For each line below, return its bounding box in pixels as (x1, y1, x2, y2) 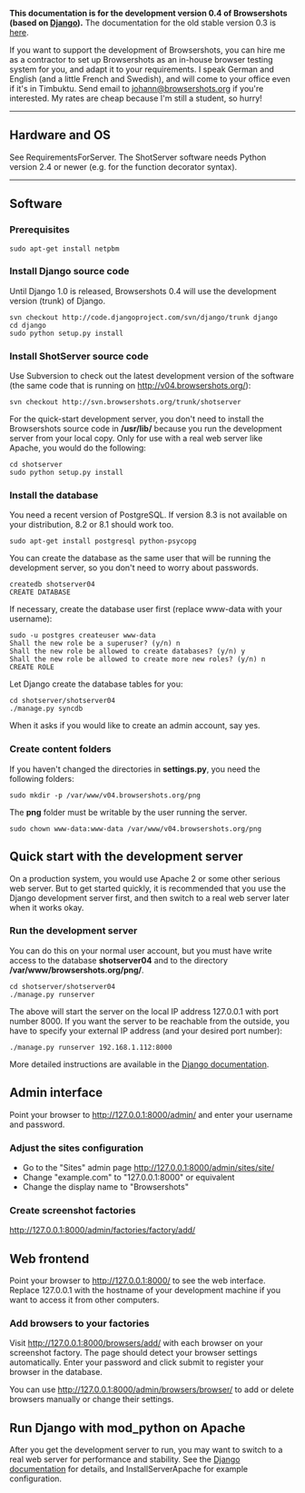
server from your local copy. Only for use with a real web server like (9, 433, 263, 444)
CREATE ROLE (9, 663, 54, 672)
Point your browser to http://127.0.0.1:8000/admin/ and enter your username (9, 1109, 293, 1120)
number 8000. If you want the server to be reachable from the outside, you (9, 1015, 290, 1026)
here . (9, 27, 29, 37)
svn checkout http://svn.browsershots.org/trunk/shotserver (9, 398, 242, 407)
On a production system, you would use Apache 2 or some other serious (9, 873, 281, 884)
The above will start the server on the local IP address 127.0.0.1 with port (9, 1005, 280, 1016)
